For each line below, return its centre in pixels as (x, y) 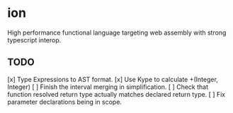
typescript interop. (34, 40)
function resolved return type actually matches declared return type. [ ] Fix (116, 94)
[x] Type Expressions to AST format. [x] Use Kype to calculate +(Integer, (113, 79)
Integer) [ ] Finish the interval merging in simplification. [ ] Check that (108, 87)
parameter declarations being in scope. (65, 102)
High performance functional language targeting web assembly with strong (117, 32)
